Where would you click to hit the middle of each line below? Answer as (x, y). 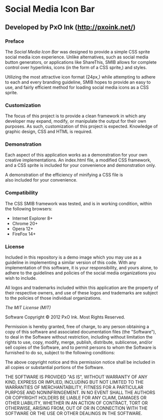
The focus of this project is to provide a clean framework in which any (75, 116)
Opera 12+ (23, 229)
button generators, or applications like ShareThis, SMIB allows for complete (81, 62)
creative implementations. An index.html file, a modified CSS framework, (78, 160)
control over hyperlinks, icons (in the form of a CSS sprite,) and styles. (76, 67)
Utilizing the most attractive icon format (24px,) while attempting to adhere (80, 77)
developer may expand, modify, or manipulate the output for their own (76, 121)
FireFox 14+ (24, 234)
